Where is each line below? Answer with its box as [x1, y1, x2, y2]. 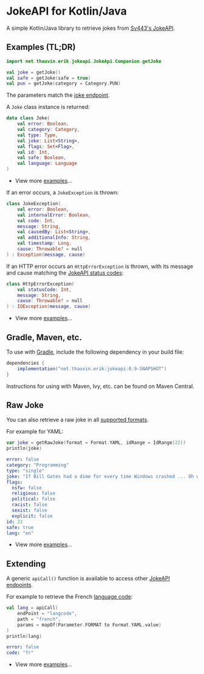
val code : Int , [17, 217, 56, 223]
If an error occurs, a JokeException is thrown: [6, 189, 119, 196]
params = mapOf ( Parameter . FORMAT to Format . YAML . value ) [17, 622, 162, 628]
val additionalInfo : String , [17, 234, 91, 241]
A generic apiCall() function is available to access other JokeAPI [6, 575, 170, 582]
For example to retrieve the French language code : [6, 593, 133, 600]
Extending [6, 558, 46, 569]
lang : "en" [6, 530, 34, 536]
